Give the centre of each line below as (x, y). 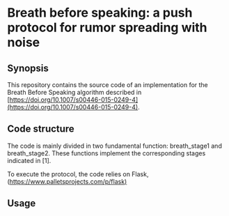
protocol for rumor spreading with (107, 28)
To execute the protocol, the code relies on (69, 174)
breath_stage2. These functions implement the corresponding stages (106, 153)
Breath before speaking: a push (100, 13)
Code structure (41, 129)
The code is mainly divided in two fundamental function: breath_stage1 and (115, 146)
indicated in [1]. (29, 160)
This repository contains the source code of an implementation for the (108, 85)
